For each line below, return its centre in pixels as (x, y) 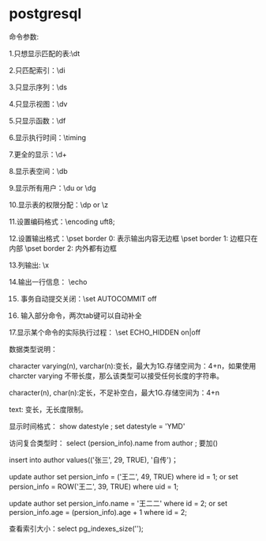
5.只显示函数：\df (37, 120)
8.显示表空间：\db (38, 171)
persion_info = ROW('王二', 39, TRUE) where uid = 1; (94, 486)
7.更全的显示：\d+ (38, 154)
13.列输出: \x (29, 265)
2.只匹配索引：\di (37, 70)
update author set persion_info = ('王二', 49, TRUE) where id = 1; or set (124, 476)
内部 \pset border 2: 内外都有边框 (63, 248)
